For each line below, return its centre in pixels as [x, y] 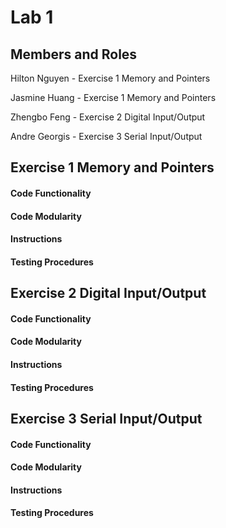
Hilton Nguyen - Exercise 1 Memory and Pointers [110, 78]
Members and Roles [74, 54]
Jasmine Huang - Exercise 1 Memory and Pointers [113, 97]
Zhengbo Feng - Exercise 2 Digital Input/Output [108, 117]
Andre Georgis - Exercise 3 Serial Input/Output [106, 136]
